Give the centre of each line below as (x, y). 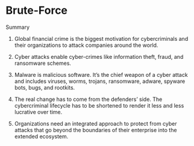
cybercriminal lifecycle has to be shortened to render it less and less (99, 105)
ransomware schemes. (43, 63)
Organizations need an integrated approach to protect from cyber (95, 123)
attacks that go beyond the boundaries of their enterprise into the (95, 130)
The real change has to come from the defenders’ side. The (88, 99)
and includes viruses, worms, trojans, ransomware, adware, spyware (100, 81)
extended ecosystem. (41, 136)
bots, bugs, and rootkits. (45, 87)
